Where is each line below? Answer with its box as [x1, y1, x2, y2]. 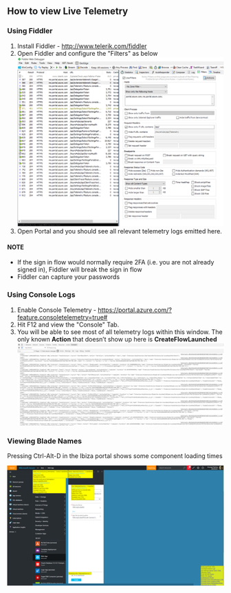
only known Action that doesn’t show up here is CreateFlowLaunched [16, 335, 218, 343]
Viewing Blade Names [7, 436, 82, 446]
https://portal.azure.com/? [97, 306, 172, 314]
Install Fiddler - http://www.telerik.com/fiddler [16, 41, 147, 50]
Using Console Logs [7, 290, 76, 300]
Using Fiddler [7, 26, 53, 36]
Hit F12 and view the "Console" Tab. [16, 320, 120, 329]
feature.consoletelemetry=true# [16, 313, 108, 321]
